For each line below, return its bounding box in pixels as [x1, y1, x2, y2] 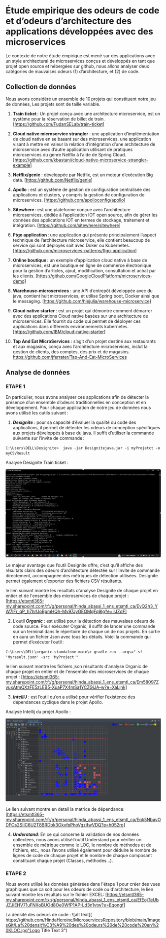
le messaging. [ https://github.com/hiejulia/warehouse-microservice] [12, 298, 152, 304]
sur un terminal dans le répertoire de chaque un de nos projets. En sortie [12, 628, 160, 634]
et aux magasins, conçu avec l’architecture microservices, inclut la [12, 343, 148, 349]
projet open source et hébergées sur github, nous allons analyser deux [5, 63, 149, 69]
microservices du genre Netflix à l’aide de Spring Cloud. [12, 151, 126, 157]
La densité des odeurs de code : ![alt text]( [5, 912, 92, 917]
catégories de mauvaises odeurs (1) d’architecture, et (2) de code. [5, 68, 140, 74]
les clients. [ [12, 273, 37, 279]
